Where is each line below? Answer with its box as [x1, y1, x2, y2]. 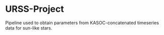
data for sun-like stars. [5, 25, 52, 31]
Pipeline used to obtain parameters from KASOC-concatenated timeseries [5, 20, 159, 26]
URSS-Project [5, 3, 64, 15]
